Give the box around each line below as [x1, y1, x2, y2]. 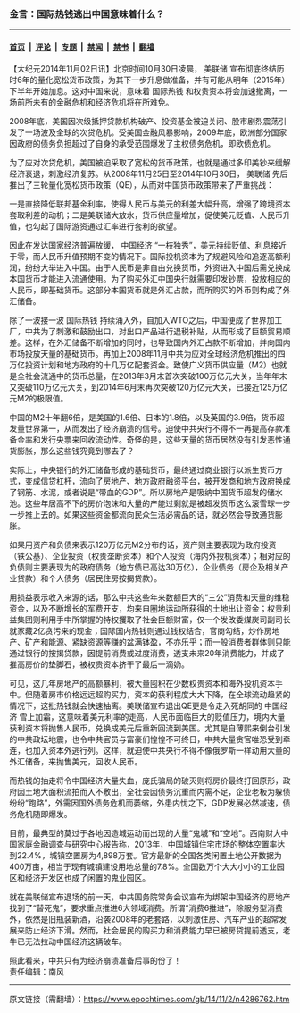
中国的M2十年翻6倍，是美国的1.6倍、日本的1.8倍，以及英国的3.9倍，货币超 [9, 411, 285, 422]
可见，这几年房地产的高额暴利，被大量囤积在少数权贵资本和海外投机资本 [9, 678, 275, 688]
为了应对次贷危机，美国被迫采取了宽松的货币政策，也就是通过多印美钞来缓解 [9, 156, 291, 167]
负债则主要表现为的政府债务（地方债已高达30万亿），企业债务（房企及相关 [9, 561, 281, 572]
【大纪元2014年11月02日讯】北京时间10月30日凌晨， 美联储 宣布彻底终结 [9, 63, 277, 73]
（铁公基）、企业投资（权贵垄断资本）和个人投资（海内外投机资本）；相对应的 [9, 550, 291, 561]
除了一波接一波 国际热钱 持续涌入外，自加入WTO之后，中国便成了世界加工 [9, 315, 283, 325]
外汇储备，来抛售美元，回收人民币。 [9, 756, 143, 766]
